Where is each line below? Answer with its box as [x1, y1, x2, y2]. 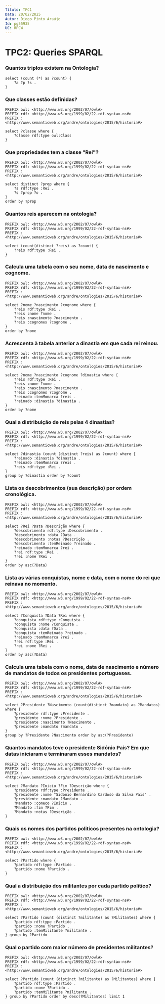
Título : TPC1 [5, 7, 32, 12]
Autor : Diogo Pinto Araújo [5, 16, 61, 21]
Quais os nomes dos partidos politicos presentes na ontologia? [5, 825, 160, 832]
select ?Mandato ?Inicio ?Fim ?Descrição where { [5, 783, 110, 788]
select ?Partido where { [5, 858, 56, 863]
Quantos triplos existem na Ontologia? [5, 65, 99, 72]
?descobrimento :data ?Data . [14, 532, 77, 537]
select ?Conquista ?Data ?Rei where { [5, 613, 85, 618]
